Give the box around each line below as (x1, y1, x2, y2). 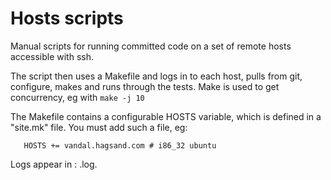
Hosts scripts (10, 7, 124, 30)
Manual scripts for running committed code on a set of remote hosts (10, 40, 292, 52)
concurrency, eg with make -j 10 (10, 91, 145, 103)
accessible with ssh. (10, 50, 94, 62)
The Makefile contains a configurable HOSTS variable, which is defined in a (10, 110, 322, 122)
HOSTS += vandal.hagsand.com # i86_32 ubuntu (23, 140, 217, 151)
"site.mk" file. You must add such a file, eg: (10, 121, 188, 133)
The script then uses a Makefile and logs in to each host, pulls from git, (10, 70, 303, 82)
